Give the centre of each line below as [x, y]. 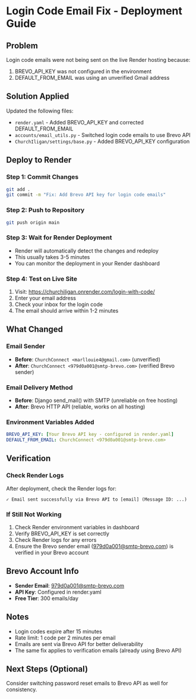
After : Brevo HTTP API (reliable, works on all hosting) [80, 407]
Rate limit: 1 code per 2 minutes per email [65, 638]
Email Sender [26, 347]
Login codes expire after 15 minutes [58, 631]
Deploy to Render [39, 160]
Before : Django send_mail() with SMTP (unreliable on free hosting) [96, 400]
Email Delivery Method [39, 387]
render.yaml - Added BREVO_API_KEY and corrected [79, 122]
